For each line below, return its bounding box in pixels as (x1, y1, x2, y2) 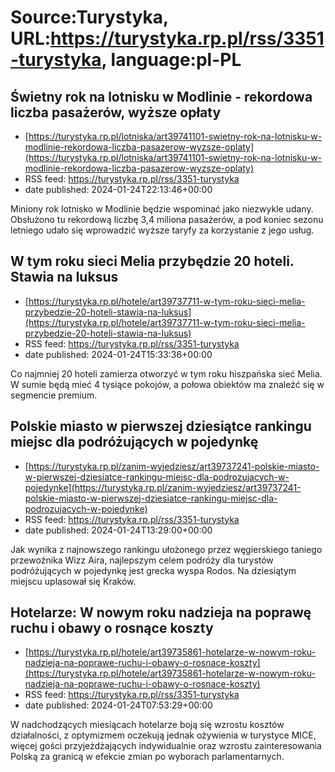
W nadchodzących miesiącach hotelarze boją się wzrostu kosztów (10, 719, 285, 731)
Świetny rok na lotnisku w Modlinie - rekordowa (10, 88, 313, 105)
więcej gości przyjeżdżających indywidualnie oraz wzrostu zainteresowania (10, 740, 322, 752)
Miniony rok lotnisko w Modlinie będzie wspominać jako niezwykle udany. (10, 203, 314, 215)
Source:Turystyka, (10, 6, 169, 29)
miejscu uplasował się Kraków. (10, 575, 137, 587)
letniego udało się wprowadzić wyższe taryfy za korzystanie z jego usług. (10, 224, 315, 236)
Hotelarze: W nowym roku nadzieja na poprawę (10, 604, 312, 621)
